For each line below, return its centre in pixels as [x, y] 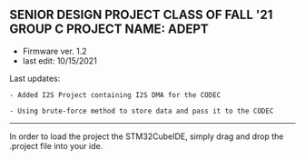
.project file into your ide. [56, 145]
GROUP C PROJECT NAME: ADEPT [109, 30]
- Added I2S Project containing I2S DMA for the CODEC [115, 95]
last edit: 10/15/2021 [59, 60]
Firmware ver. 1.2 [55, 51]
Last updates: [35, 78]
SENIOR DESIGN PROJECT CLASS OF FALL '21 [141, 15]
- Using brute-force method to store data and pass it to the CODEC [142, 111]
